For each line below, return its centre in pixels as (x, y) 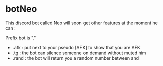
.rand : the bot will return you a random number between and (76, 58)
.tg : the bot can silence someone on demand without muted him (79, 53)
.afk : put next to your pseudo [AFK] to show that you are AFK (76, 47)
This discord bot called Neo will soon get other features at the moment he (82, 23)
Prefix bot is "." (21, 38)
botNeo (21, 9)
